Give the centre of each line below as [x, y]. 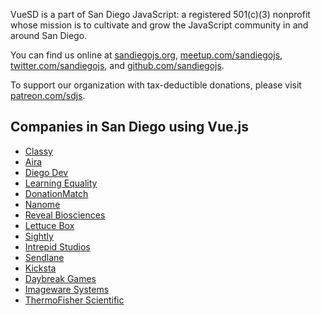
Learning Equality [61, 183]
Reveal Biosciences [65, 215]
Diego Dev [46, 172]
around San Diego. [49, 35]
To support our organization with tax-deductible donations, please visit [156, 85]
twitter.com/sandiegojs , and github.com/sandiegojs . [117, 65]
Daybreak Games [60, 278]
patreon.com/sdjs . [48, 95]
